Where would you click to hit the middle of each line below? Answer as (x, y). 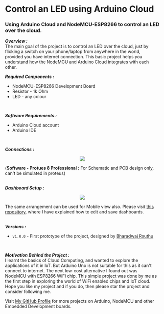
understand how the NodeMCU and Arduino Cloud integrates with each (77, 62)
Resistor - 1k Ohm (30, 91)
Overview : (16, 41)
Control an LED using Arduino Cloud (80, 9)
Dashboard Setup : (25, 188)
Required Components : (30, 77)
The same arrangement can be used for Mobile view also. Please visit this (80, 207)
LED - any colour (29, 97)
